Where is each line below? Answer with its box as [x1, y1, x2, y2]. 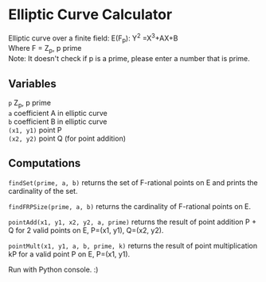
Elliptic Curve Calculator [8, 6, 173, 24]
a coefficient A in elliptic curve [8, 108, 108, 118]
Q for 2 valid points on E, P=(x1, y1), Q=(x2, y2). [8, 225, 164, 235]
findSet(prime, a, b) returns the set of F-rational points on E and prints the [8, 177, 258, 187]
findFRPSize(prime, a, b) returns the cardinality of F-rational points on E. [8, 201, 252, 211]
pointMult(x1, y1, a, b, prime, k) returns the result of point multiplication [8, 241, 258, 250]
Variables [8, 77, 57, 91]
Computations [8, 156, 81, 170]
